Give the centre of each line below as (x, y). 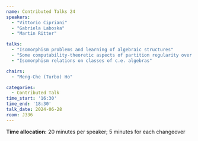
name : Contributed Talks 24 (41, 12)
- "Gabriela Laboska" (38, 28)
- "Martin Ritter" (34, 34)
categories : (21, 87)
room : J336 (20, 115)
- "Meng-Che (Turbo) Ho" (42, 77)
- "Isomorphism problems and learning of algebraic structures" (92, 50)
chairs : (16, 71)
